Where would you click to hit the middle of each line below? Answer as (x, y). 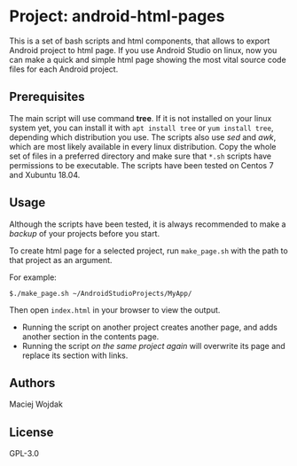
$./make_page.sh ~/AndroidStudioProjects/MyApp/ (101, 293)
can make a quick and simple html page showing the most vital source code (148, 59)
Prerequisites (47, 97)
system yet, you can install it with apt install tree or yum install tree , (141, 128)
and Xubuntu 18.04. (45, 175)
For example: (33, 277)
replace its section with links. (75, 355)
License (31, 432)
